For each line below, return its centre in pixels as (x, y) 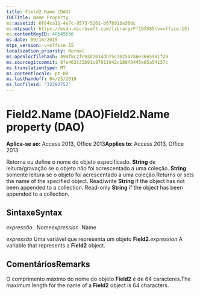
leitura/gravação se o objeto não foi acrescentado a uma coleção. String (96, 168)
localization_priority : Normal (45, 51)
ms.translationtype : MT (36, 68)
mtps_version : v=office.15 (40, 46)
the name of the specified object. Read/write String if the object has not (95, 181)
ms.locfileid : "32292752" (39, 85)
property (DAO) (45, 127)
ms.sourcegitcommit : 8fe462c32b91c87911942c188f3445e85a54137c (87, 62)
